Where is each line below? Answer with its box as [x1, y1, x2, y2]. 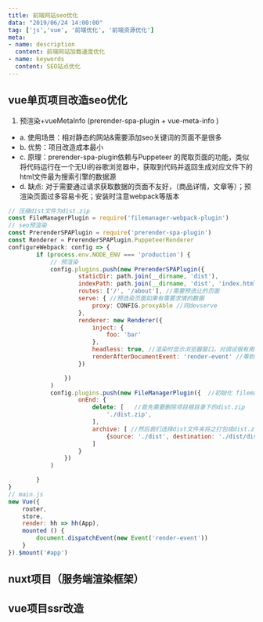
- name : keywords [8, 56, 65, 64]
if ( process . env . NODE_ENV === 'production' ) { [36, 250, 191, 259]
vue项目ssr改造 [8, 602, 85, 615]
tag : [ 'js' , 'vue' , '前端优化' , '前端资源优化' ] [8, 26, 155, 34]
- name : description [8, 41, 76, 49]
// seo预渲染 [8, 221, 47, 230]
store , [22, 512, 44, 520]
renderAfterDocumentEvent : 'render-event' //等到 [92, 353, 255, 361]
